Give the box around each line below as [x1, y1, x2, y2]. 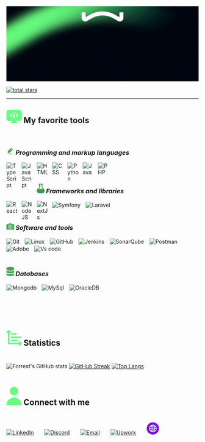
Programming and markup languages [15, 148, 130, 157]
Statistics [23, 338, 61, 348]
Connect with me [23, 397, 90, 408]
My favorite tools [23, 115, 90, 126]
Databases [15, 269, 49, 278]
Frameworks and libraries [45, 187, 124, 196]
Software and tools [15, 224, 74, 232]
